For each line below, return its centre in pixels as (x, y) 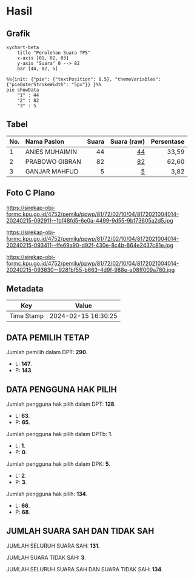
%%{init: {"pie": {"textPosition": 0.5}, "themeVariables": (84, 79)
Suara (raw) (128, 141)
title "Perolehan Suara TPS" (54, 53)
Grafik (18, 34)
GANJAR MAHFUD (52, 171)
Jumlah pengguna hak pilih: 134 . (47, 494)
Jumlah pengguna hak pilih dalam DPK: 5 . (59, 464)
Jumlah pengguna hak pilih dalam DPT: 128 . (61, 404)
